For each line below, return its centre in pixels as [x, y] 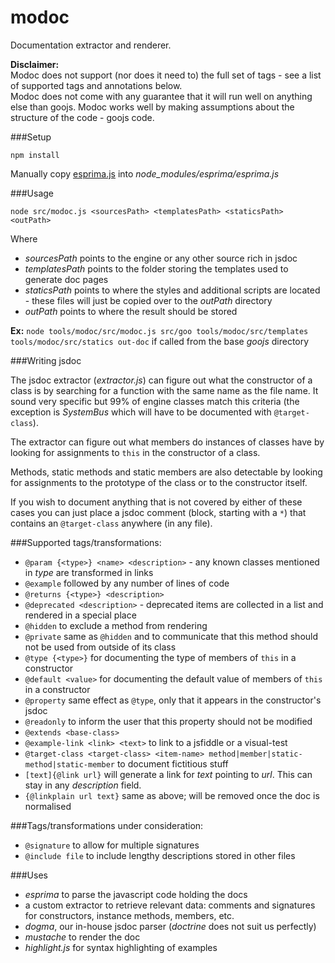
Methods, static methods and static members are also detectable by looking [166, 472]
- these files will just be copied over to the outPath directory [148, 300]
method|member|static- [255, 754]
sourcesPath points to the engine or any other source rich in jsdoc [161, 258]
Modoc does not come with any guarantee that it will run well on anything [161, 96]
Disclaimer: [35, 64]
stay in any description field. [83, 785]
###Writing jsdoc [46, 360]
